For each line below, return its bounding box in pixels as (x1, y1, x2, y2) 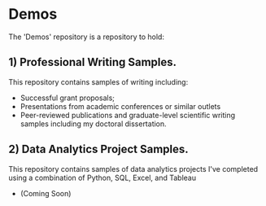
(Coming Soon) (20, 188, 72, 198)
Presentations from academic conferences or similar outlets (20, 101, 221, 111)
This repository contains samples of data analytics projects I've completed (8, 164, 259, 173)
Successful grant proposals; (20, 93, 116, 103)
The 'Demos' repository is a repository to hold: (8, 32, 165, 42)
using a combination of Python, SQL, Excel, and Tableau (8, 173, 197, 182)
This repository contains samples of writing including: (8, 77, 189, 86)
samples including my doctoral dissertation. (20, 119, 167, 129)
